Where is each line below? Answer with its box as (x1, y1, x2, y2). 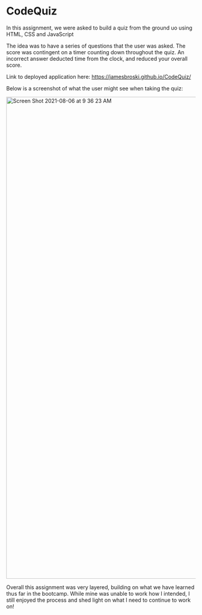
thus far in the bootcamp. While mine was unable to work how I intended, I (6, 590, 191, 597)
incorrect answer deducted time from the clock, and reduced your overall (6, 55, 188, 62)
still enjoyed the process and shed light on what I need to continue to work (6, 596, 191, 604)
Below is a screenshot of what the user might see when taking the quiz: (6, 84, 183, 92)
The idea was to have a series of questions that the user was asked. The (6, 42, 186, 49)
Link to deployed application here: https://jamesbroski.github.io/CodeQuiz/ (6, 73, 191, 80)
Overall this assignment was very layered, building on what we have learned (6, 583, 195, 591)
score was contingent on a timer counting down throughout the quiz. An (6, 48, 185, 55)
